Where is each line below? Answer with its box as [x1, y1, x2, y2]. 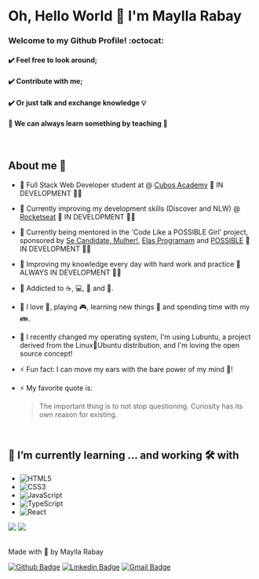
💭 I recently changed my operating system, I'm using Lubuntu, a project [19, 332, 251, 341]
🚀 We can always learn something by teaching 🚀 [8, 119, 168, 128]
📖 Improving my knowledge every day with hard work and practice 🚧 [19, 259, 241, 268]
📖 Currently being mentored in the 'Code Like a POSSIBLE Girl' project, [19, 227, 249, 237]
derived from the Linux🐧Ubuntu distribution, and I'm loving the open [19, 340, 240, 349]
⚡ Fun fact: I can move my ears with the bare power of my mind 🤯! [19, 364, 233, 374]
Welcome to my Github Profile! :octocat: [8, 35, 165, 46]
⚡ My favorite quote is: [19, 383, 93, 393]
